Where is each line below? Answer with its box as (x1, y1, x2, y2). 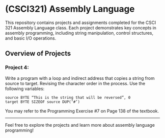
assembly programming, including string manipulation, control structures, (5, 30, 154, 36)
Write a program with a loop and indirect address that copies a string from (5, 75, 155, 81)
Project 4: (5, 64, 29, 71)
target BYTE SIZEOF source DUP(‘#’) (5, 99, 80, 104)
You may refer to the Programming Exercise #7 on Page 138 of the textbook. (5, 108, 159, 114)
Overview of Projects (5, 49, 71, 58)
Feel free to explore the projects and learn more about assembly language (5, 122, 155, 128)
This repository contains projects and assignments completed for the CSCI (5, 20, 156, 25)
